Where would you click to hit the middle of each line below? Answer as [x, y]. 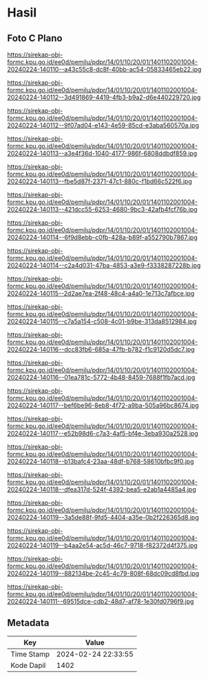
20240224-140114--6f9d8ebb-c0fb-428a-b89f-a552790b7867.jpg [102, 237]
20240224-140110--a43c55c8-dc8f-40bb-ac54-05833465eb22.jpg [104, 69]
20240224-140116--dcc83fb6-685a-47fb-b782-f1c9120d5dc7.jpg [101, 349]
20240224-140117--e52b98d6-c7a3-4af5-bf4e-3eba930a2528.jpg [103, 433]
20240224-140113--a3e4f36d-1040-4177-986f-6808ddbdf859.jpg [102, 153]
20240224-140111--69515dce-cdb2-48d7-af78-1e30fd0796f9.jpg [101, 601]
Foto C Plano [35, 38]
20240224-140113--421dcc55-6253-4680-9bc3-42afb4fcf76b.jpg [102, 209]
